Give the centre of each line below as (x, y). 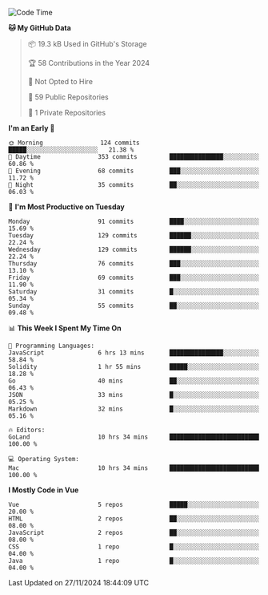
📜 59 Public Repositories (68, 97)
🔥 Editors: (27, 430)
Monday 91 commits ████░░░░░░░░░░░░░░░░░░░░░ (134, 221)
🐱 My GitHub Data (40, 28)
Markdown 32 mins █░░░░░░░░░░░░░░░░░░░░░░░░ (134, 409)
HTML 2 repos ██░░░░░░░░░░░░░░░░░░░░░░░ (134, 519)
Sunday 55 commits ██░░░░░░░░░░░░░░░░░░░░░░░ (134, 306)
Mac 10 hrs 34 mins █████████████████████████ (134, 468)
